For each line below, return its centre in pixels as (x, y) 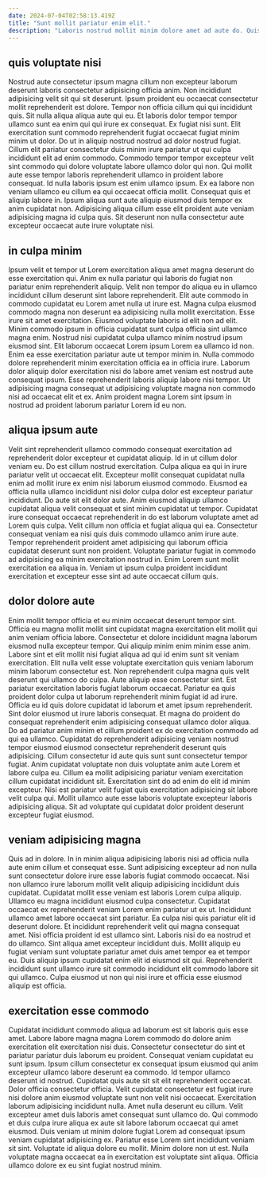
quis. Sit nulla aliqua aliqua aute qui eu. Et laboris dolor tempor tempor (123, 115)
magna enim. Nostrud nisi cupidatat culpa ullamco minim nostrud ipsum (126, 337)
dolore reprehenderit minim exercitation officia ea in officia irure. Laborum (129, 363)
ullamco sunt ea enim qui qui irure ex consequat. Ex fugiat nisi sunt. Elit (124, 124)
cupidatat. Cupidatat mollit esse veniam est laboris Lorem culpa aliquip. (125, 893)
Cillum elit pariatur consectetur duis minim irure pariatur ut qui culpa (120, 150)
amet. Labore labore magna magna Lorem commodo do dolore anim (120, 1039)
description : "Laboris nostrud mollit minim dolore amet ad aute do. (126, 30)
